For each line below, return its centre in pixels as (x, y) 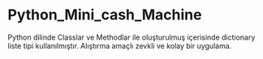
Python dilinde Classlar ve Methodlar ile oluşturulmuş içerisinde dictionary (131, 37)
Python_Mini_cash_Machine (105, 15)
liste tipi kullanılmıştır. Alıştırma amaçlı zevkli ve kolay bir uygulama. (120, 45)
